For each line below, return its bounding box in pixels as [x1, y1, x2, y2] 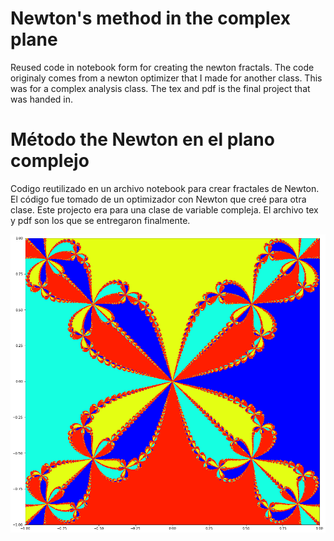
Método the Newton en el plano [10, 128, 275, 151]
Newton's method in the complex [10, 7, 291, 30]
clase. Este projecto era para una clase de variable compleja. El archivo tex [10, 203, 319, 216]
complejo [10, 150, 90, 172]
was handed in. [10, 93, 73, 105]
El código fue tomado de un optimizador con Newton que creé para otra [10, 193, 307, 205]
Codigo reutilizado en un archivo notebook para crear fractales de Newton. [10, 182, 320, 194]
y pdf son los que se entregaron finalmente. [10, 214, 191, 226]
